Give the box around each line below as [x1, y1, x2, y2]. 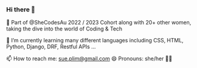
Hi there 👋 [6, 5, 36, 14]
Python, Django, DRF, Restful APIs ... [6, 43, 96, 50]
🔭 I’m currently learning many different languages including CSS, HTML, [6, 37, 184, 44]
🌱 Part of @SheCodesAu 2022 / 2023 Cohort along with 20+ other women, [6, 19, 192, 26]
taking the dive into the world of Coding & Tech [6, 25, 123, 32]
